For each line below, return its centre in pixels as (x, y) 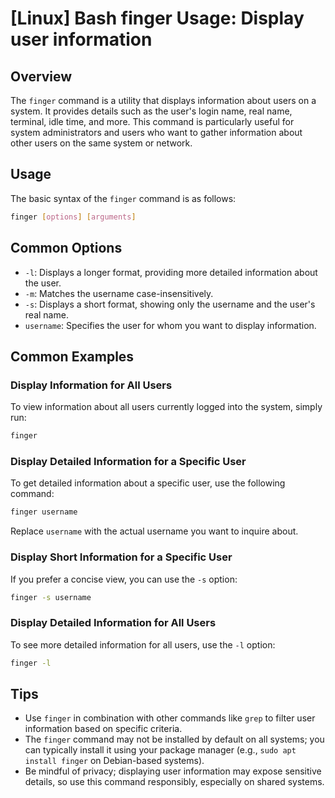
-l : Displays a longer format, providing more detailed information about (171, 272)
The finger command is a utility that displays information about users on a (163, 100)
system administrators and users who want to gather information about (156, 132)
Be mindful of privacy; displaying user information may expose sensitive (173, 771)
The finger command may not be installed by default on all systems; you (174, 739)
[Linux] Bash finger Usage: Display (157, 18)
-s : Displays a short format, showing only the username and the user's (170, 304)
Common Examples (72, 356)
